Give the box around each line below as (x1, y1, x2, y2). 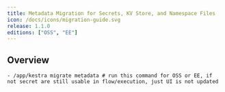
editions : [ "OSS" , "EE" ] (7, 29, 78, 36)
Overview (7, 54, 50, 65)
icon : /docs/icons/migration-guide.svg (7, 16, 121, 23)
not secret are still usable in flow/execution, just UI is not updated (7, 78, 219, 85)
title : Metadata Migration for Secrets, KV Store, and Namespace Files (7, 10, 215, 17)
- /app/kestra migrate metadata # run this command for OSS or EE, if (7, 72, 213, 79)
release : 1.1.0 (7, 22, 51, 29)
